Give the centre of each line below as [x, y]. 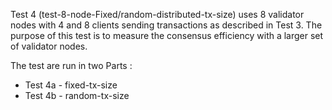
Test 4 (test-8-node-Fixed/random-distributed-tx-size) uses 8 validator [157, 14]
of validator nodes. [49, 46]
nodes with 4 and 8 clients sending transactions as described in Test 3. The [166, 25]
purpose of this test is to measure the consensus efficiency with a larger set [167, 35]
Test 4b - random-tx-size [77, 95]
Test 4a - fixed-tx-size [71, 85]
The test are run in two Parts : [71, 65]
